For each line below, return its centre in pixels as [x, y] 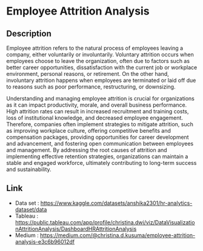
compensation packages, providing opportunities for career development [98, 137]
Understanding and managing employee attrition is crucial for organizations [101, 99]
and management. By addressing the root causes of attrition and [87, 150]
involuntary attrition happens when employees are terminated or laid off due [101, 80]
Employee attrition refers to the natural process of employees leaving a [95, 48]
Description [29, 34]
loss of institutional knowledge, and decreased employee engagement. [95, 118]
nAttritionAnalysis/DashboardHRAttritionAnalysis [76, 229]
